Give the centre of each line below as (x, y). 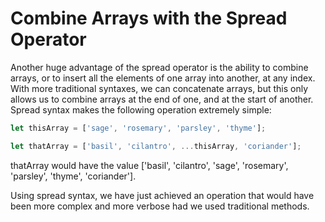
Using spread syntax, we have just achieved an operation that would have (162, 195)
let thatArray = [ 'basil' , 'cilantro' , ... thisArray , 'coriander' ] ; (156, 146)
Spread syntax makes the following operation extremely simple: (141, 109)
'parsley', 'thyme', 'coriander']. (73, 176)
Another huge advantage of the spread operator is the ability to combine (159, 67)
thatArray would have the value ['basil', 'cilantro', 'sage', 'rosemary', (149, 165)
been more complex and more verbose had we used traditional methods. (160, 206)
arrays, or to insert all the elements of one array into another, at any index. (163, 78)
